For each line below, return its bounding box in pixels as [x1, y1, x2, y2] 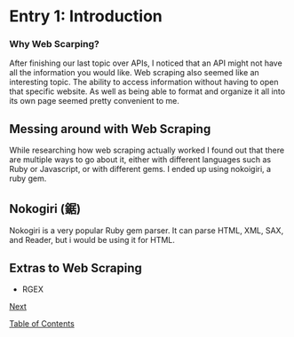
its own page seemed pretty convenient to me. [9, 96, 179, 106]
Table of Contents [9, 317, 75, 329]
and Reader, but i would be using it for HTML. [9, 235, 176, 246]
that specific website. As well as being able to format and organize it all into [9, 86, 286, 97]
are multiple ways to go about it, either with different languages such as [9, 154, 272, 165]
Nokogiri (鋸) [9, 201, 82, 216]
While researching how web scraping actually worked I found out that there [9, 145, 285, 156]
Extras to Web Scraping [9, 260, 142, 276]
